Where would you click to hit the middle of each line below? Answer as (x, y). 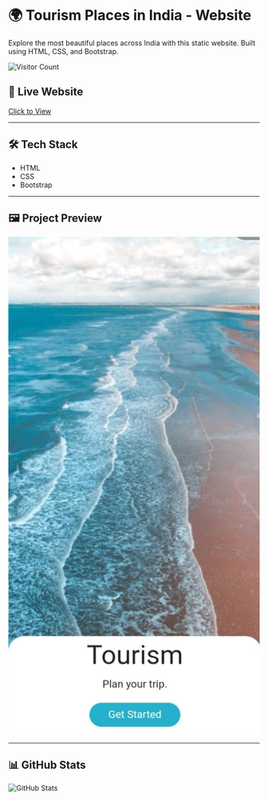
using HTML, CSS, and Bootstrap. (63, 51)
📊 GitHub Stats (47, 765)
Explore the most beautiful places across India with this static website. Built (132, 43)
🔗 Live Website (46, 92)
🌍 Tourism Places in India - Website (130, 16)
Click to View (30, 111)
